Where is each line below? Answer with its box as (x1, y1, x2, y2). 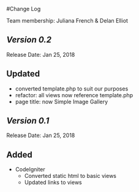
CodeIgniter (15, 166, 46, 173)
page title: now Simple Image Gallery (15, 98, 108, 105)
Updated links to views (24, 179, 82, 186)
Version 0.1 (6, 116, 50, 126)
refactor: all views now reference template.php (15, 91, 133, 98)
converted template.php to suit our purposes (15, 85, 129, 92)
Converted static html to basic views (24, 172, 116, 180)
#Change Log (6, 6, 41, 12)
